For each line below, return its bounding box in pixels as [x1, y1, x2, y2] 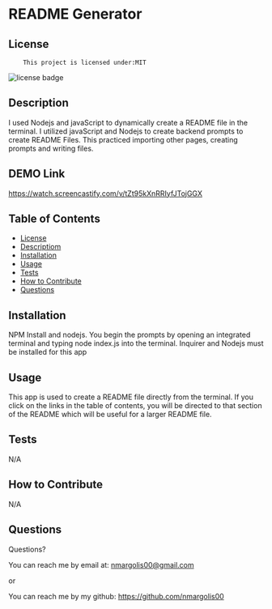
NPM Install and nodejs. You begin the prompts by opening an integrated [8, 330, 251, 340]
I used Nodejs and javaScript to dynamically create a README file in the [8, 117, 249, 127]
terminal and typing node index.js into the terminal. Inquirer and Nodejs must [8, 339, 265, 348]
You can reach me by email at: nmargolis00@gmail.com [8, 560, 194, 569]
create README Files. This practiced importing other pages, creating [8, 134, 239, 144]
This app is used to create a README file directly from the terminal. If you [8, 392, 253, 402]
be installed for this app [8, 347, 87, 357]
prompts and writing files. [8, 143, 94, 153]
